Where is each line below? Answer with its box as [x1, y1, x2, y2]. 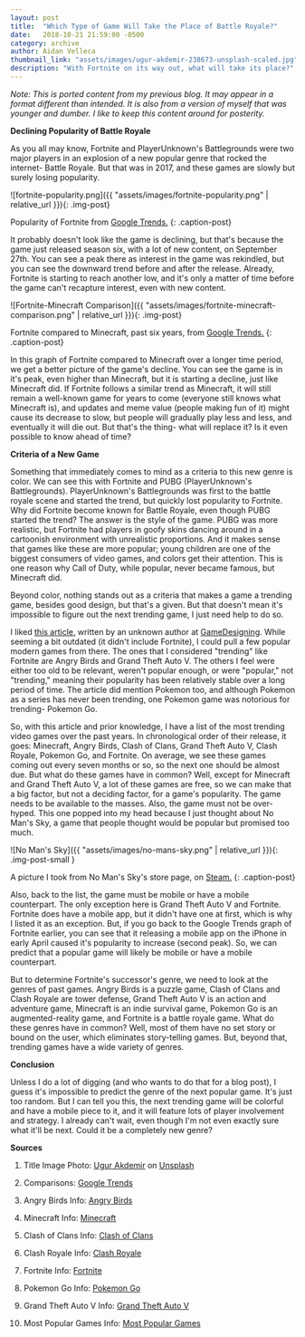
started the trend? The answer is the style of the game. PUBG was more [10, 514, 279, 525]
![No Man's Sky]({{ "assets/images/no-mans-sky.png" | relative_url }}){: [10, 844, 279, 855]
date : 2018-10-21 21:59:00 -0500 [10, 30, 145, 39]
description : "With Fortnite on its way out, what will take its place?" [10, 64, 295, 73]
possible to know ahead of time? [10, 431, 132, 442]
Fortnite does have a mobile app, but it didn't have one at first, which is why [10, 908, 293, 919]
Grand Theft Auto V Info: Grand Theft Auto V [23, 1300, 189, 1311]
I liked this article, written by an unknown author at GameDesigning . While [10, 626, 286, 637]
